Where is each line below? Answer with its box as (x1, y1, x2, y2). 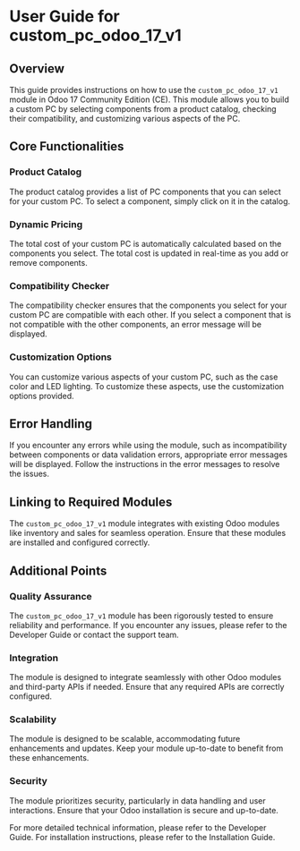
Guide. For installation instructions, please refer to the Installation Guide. (9, 831, 276, 842)
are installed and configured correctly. (9, 537, 150, 548)
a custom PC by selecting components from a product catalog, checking (9, 104, 277, 114)
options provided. (9, 390, 74, 401)
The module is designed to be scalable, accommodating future (9, 734, 241, 745)
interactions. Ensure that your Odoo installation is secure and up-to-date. (9, 804, 279, 815)
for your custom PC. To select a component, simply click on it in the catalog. (9, 195, 291, 207)
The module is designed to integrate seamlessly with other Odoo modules (9, 672, 282, 683)
